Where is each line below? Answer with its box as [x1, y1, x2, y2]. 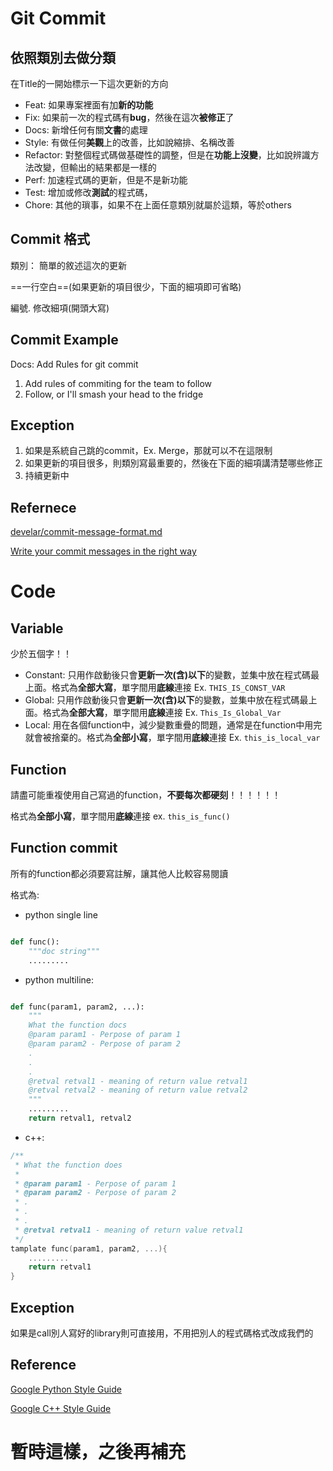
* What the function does [14, 1160, 123, 1170]
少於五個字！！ [10, 648, 72, 660]
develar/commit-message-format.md [10, 526, 163, 538]
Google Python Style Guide [10, 1383, 122, 1395]
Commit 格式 [10, 231, 91, 248]
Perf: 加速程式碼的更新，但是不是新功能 [24, 174, 188, 186]
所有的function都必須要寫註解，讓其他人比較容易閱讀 [10, 867, 229, 879]
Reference [10, 1357, 77, 1374]
